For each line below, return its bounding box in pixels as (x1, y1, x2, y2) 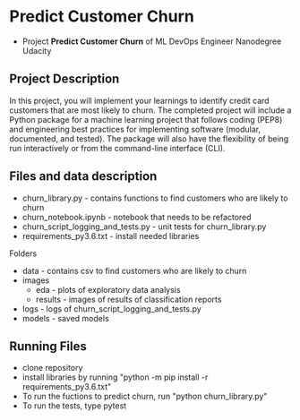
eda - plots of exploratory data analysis (35, 284, 181, 295)
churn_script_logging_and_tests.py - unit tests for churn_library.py (21, 221, 267, 232)
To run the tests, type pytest (21, 400, 127, 411)
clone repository (21, 363, 83, 373)
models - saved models (21, 313, 109, 323)
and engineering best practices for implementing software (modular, (9, 124, 261, 134)
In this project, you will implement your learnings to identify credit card (9, 95, 270, 106)
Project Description (9, 72, 120, 87)
